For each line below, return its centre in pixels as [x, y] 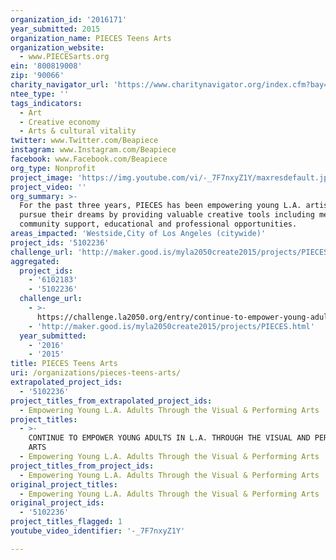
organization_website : [57, 47]
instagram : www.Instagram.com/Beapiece [93, 150]
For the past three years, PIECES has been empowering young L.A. [160, 206]
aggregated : [35, 261]
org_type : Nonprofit [53, 168]
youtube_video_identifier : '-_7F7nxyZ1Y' [98, 531]
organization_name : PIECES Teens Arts [91, 38]
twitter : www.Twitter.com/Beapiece [84, 141]
